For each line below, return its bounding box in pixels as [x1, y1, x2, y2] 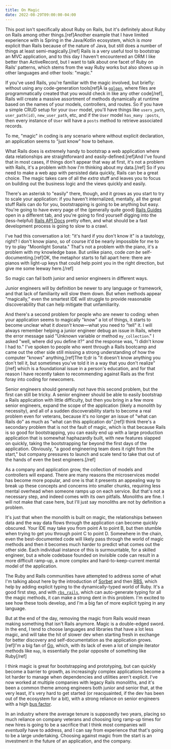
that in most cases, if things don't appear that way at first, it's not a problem [5, 159, 164, 165]
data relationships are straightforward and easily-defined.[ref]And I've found [5, 153, 166, 160]
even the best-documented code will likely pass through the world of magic [5, 536, 164, 542]
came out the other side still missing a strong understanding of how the [5, 349, 155, 355]
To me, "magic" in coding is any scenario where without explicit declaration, [5, 133, 165, 139]
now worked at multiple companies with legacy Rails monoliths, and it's [5, 679, 155, 685]
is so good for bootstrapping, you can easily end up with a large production [5, 429, 163, 435]
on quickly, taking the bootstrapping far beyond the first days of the [5, 440, 147, 446]
